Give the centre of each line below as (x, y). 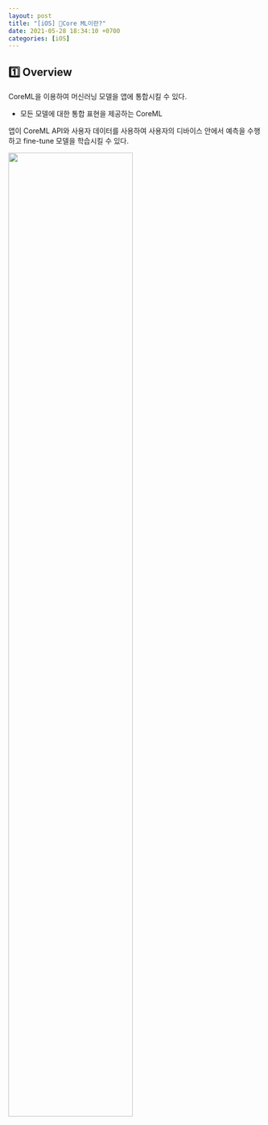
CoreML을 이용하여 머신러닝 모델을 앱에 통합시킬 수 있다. (98, 97)
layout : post (30, 16)
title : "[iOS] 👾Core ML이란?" (57, 23)
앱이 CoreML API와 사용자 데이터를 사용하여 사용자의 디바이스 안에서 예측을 (127, 131)
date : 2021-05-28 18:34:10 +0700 (64, 31)
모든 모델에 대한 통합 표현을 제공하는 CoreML (91, 114)
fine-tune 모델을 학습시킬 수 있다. (76, 141)
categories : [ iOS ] (39, 38)
